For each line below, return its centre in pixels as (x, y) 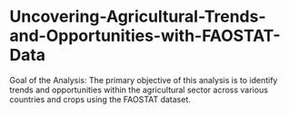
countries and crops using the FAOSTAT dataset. (100, 99)
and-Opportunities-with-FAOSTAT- (145, 36)
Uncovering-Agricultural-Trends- (138, 17)
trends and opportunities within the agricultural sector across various (139, 90)
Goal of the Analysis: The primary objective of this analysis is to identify (144, 80)
